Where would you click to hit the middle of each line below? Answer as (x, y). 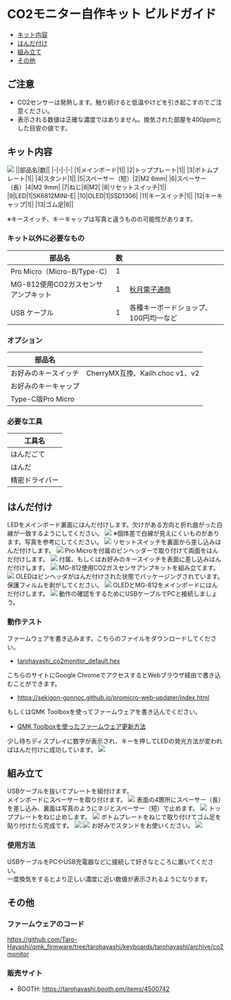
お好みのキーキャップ (45, 386)
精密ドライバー (35, 480)
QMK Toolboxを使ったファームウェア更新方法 (81, 726)
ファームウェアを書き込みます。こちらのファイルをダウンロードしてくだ (109, 638)
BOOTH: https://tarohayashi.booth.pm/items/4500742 (93, 989)
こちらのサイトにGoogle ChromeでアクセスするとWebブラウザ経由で (105, 675)
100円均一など (153, 318)
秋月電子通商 (150, 289)
